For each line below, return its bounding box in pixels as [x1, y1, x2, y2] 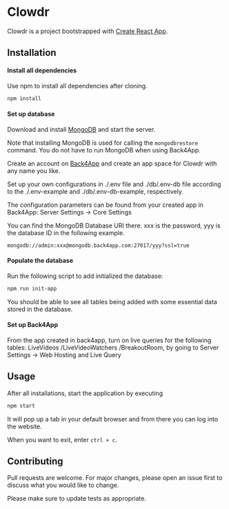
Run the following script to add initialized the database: [7, 272, 163, 280]
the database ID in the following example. [7, 228, 125, 237]
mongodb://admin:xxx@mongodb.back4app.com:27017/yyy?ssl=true [7, 242, 190, 249]
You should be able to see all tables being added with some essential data [7, 297, 217, 306]
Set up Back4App [7, 321, 59, 329]
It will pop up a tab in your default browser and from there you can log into [7, 415, 219, 423]
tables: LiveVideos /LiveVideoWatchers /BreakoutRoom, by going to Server [7, 343, 219, 352]
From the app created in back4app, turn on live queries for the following [7, 336, 212, 344]
